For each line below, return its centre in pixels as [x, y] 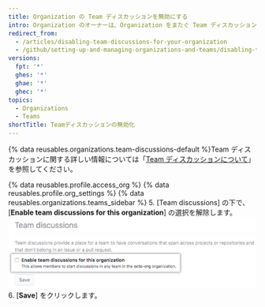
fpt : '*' [30, 67]
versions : [24, 58]
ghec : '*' [31, 92]
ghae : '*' [31, 83]
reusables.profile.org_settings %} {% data [76, 193]
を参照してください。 [43, 169]
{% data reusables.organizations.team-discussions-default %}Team [119, 149]
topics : [21, 100]
